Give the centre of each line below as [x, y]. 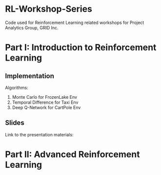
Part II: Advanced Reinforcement [72, 154]
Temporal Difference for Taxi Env [45, 102]
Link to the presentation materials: [39, 134]
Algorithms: [17, 87]
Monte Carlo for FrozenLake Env [44, 97]
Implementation [30, 76]
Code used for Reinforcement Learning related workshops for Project [75, 22]
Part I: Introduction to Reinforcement [81, 48]
